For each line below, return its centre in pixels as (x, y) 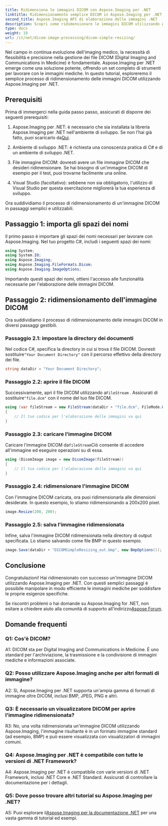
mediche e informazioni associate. (40, 660)
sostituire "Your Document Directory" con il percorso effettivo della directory (83, 354)
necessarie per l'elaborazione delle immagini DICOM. (60, 284)
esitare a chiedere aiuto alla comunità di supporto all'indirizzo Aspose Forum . (84, 608)
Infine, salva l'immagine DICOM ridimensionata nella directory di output (78, 535)
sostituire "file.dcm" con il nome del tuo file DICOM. (59, 398)
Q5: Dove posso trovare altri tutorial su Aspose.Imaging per (79, 796)
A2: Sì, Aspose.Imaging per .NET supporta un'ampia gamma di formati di (80, 690)
